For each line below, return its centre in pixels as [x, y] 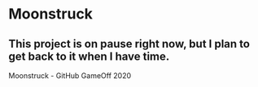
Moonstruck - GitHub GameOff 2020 [70, 76]
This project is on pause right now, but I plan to [129, 44]
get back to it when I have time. [89, 56]
